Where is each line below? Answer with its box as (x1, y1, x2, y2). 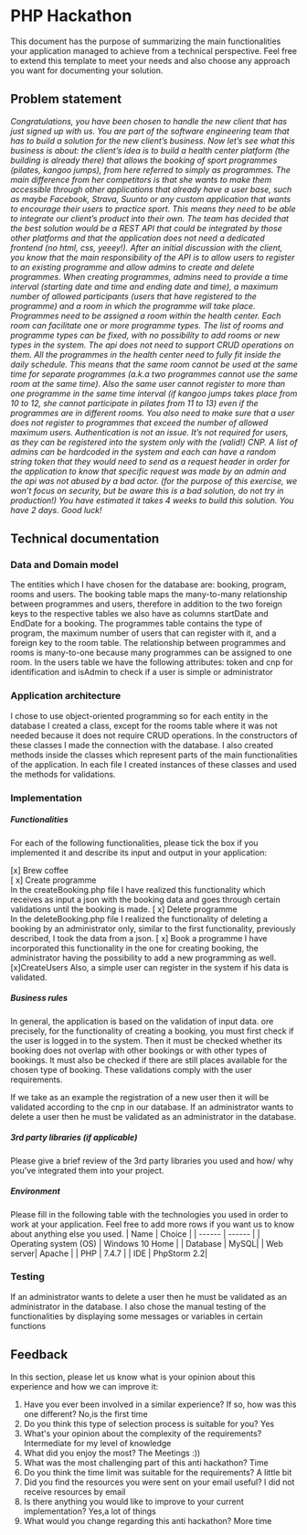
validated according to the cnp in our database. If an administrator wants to (10, 1101, 294, 1112)
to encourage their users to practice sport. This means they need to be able (10, 203, 296, 214)
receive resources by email (23, 1486, 126, 1497)
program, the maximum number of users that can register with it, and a (10, 628, 277, 639)
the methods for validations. (10, 768, 116, 779)
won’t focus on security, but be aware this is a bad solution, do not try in (10, 485, 284, 496)
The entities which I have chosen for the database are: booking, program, (10, 579, 287, 590)
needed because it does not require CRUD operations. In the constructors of (10, 729, 298, 741)
